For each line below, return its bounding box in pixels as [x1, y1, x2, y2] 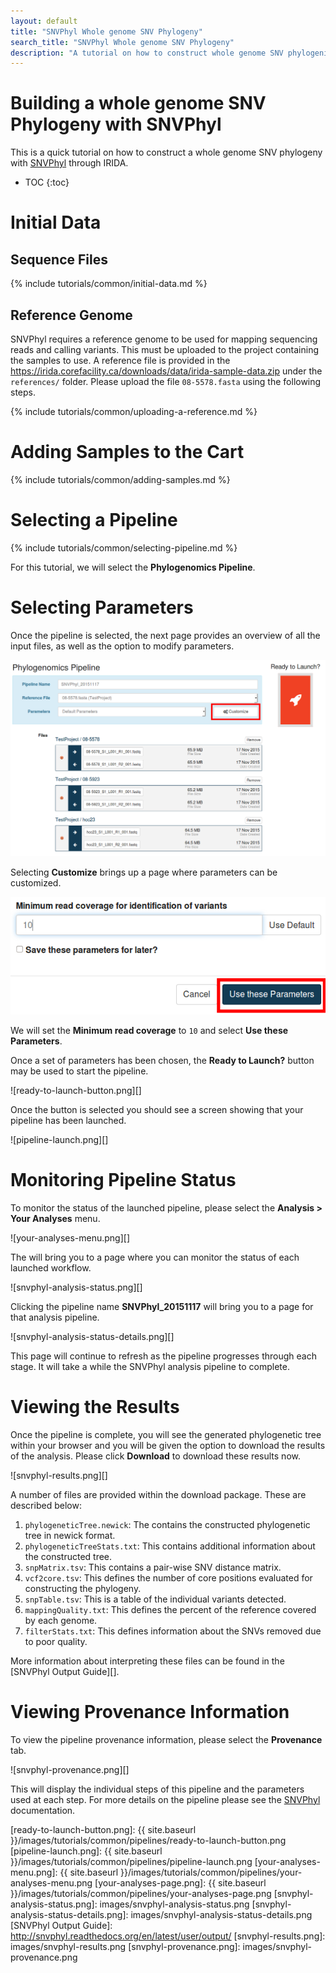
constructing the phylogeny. [24, 1582, 142, 1594]
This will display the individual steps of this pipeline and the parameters [10, 1783, 305, 1795]
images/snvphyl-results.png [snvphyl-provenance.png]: [10, 1940, 241, 1952]
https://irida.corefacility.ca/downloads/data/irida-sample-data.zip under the [10, 365, 323, 377]
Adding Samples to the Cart [10, 441, 245, 464]
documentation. [10, 1804, 76, 1816]
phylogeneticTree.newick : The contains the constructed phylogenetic [24, 1518, 311, 1530]
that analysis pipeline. [10, 1311, 100, 1323]
